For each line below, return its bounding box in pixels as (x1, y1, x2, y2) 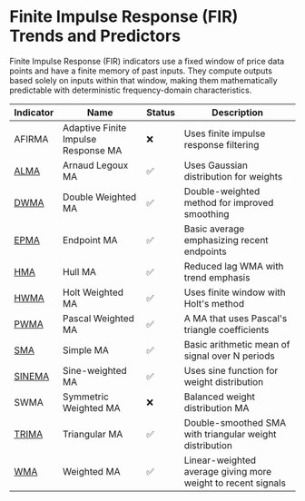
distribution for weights (183, 170, 283, 182)
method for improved (183, 196, 274, 209)
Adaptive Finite (62, 121, 127, 133)
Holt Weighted (62, 286, 124, 299)
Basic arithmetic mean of (183, 338, 290, 350)
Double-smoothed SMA (183, 416, 287, 428)
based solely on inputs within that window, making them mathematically (9, 74, 279, 85)
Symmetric (62, 390, 109, 403)
